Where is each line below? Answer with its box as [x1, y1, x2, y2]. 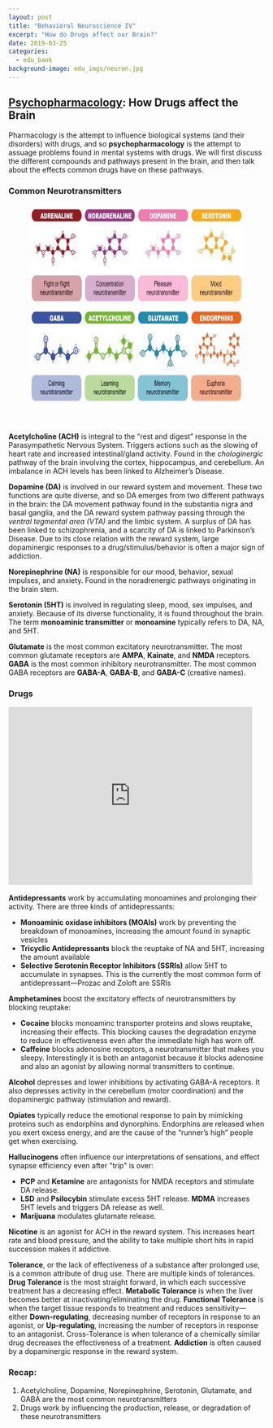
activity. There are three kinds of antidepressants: [8, 902, 175, 912]
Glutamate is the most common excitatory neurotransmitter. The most [8, 642, 243, 651]
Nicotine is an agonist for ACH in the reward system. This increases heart [8, 1227, 255, 1237]
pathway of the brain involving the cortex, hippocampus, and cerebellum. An [8, 457, 265, 467]
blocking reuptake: [8, 1002, 71, 1013]
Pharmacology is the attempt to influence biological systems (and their [8, 130, 245, 140]
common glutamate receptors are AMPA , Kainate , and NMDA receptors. [8, 650, 252, 659]
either [8, 1312, 28, 1322]
